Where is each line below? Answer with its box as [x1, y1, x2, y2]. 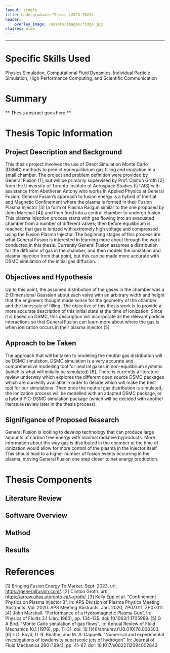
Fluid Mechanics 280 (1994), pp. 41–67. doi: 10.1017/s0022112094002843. [5, 642, 159, 648]
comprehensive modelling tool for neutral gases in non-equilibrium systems [5, 363, 163, 369]
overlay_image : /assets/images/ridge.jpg [14, 21, 103, 27]
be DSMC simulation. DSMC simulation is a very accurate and [5, 357, 134, 364]
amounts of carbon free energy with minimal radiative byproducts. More [5, 435, 155, 441]
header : [5, 17, 22, 22]
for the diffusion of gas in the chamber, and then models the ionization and [5, 247, 161, 253]
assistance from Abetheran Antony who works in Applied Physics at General [5, 188, 164, 194]
